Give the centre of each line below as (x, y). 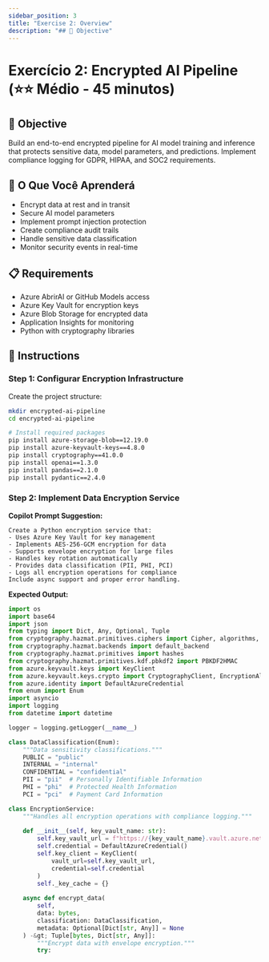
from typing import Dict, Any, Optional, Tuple (89, 631)
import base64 (32, 616)
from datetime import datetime (60, 713)
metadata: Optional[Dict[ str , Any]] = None (110, 928)
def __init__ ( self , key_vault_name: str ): (94, 831)
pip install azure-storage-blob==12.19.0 (78, 441)
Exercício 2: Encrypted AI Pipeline (123, 70)
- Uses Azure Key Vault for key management (82, 537)
